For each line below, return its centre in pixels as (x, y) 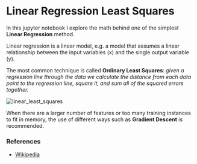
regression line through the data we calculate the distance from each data (99, 77)
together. (17, 89)
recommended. (25, 125)
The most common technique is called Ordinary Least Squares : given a (95, 70)
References (23, 141)
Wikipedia (27, 154)
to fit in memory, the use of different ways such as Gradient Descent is (95, 119)
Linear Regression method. (40, 34)
